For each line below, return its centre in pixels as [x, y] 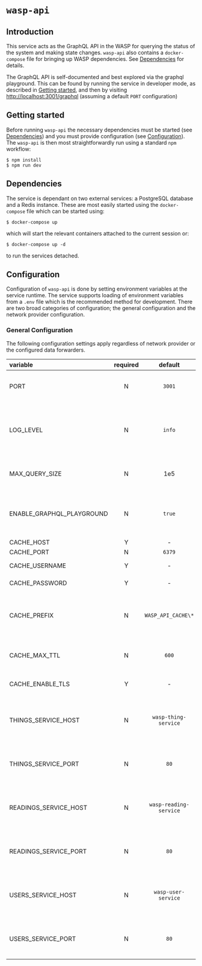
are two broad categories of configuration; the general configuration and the [101, 308]
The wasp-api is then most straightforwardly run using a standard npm [91, 142]
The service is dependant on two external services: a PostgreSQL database [100, 198]
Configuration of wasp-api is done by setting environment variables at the [97, 289]
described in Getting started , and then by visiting [67, 90]
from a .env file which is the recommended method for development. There [99, 302]
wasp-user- [169, 892]
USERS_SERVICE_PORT [43, 938]
